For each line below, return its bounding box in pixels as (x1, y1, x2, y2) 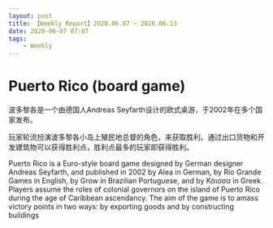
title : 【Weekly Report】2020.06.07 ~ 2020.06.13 (8, 19, 177, 28)
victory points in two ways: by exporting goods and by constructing (8, 202, 234, 212)
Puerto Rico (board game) (8, 77, 186, 96)
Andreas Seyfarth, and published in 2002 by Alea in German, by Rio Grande (8, 167, 262, 177)
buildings (8, 210, 39, 220)
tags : (8, 34, 27, 43)
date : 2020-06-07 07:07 (8, 27, 89, 35)
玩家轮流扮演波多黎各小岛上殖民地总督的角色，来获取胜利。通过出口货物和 (8, 132, 258, 142)
